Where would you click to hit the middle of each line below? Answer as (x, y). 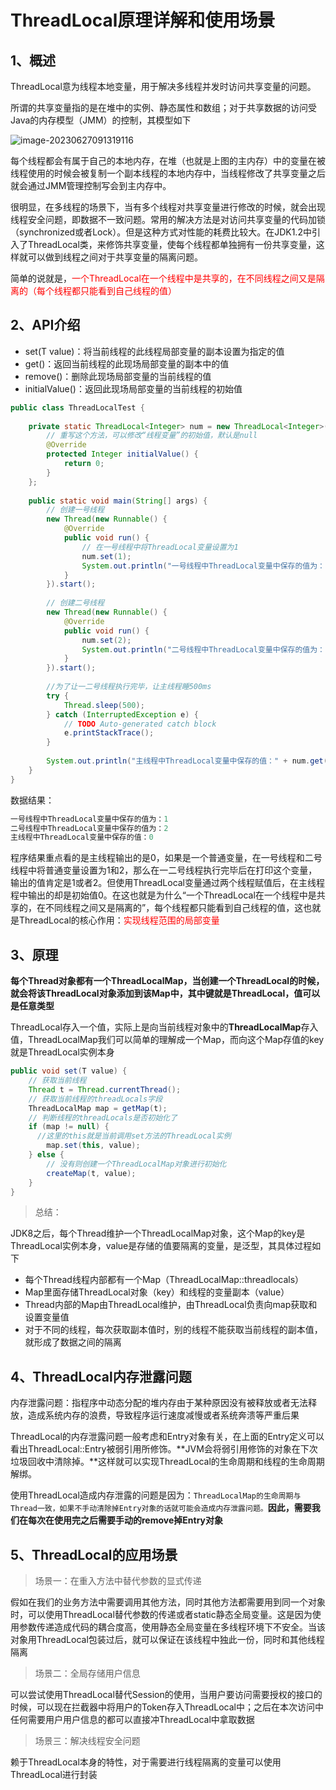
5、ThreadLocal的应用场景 (94, 1554)
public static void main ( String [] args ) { (118, 501)
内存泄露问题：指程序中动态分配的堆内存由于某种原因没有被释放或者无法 (159, 1403)
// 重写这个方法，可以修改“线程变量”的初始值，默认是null (152, 436)
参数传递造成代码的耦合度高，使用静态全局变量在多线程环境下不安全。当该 (172, 1627)
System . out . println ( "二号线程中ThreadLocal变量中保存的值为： (203, 649)
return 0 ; (84, 464)
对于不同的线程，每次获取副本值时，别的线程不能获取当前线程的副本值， (173, 1330)
